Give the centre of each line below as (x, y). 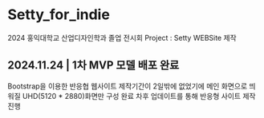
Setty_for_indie (59, 15)
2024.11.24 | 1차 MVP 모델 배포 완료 (93, 65)
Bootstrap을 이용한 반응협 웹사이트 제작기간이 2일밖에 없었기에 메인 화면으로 (128, 86)
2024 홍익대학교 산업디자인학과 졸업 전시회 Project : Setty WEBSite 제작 (122, 37)
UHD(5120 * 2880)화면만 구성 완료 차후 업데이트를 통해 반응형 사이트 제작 (139, 96)
